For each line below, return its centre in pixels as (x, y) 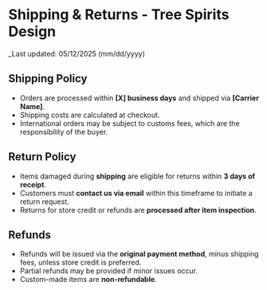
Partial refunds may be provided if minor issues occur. (108, 271)
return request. (44, 202)
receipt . (33, 184)
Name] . (32, 106)
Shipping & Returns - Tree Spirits (119, 15)
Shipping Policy (48, 78)
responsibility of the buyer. (64, 131)
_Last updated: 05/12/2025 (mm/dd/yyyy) (77, 53)
